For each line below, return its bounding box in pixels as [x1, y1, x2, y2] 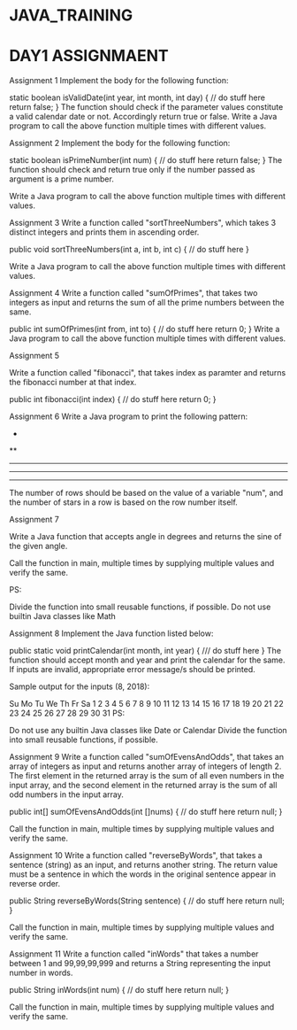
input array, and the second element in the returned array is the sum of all [9, 780, 278, 791]
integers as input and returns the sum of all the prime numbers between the [9, 298, 285, 308]
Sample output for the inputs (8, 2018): [9, 681, 150, 692]
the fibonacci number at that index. [9, 377, 137, 388]
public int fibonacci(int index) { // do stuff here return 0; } [9, 394, 217, 405]
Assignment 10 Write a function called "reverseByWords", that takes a [9, 850, 263, 861]
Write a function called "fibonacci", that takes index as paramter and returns [9, 368, 286, 378]
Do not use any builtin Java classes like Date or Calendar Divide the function [9, 725, 287, 736]
